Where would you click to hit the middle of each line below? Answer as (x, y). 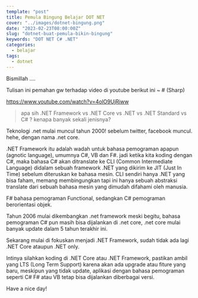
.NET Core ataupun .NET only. (43, 246)
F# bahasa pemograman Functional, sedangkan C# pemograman (86, 198)
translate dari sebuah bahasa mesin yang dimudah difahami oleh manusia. (97, 186)
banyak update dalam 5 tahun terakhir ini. (57, 228)
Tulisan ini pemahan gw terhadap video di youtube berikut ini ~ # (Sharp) (96, 90)
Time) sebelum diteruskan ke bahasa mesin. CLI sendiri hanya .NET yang (96, 174)
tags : (13, 56)
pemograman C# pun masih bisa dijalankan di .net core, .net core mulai (93, 222)
